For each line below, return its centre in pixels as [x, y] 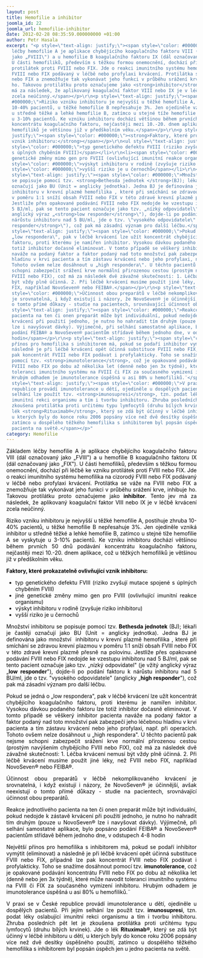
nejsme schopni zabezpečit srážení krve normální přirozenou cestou [101, 741]
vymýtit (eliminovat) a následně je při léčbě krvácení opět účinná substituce [101, 853]
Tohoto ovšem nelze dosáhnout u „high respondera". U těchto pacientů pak [101, 735]
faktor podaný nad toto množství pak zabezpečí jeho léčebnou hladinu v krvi [101, 722]
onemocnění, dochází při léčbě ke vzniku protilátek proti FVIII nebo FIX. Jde [101, 470]
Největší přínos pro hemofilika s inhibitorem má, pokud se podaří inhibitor [101, 847]
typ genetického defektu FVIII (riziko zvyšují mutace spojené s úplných [106, 583]
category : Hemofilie [32, 434]
